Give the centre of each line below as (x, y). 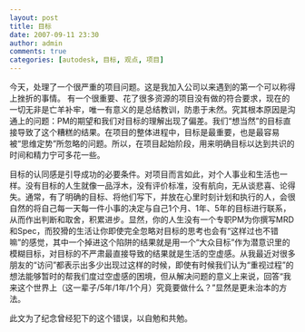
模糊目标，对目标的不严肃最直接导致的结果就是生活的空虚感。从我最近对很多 (152, 254)
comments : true (38, 52)
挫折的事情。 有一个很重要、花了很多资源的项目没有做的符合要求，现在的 (153, 98)
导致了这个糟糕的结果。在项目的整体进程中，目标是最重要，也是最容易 (148, 132)
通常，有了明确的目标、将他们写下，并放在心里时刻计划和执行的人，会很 (160, 197)
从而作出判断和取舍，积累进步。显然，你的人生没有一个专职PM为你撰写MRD (152, 220)
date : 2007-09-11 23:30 (54, 34)
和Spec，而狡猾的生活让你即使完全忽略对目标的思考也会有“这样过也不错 (144, 231)
